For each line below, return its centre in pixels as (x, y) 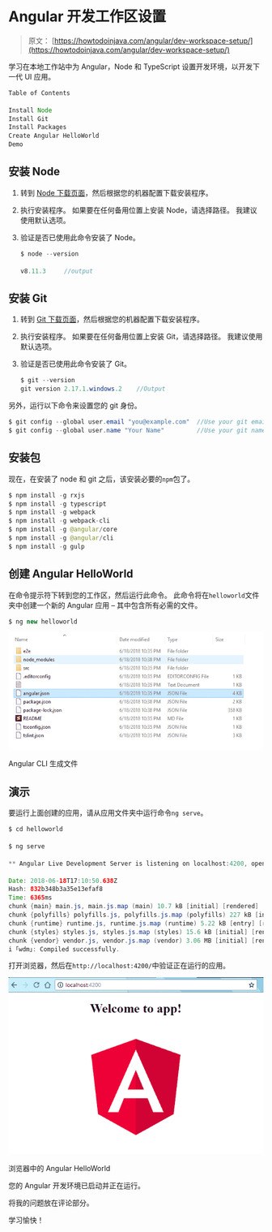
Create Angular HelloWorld (54, 136)
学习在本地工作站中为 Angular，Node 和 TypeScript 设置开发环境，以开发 (131, 67)
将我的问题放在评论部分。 (51, 1203)
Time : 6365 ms (30, 898)
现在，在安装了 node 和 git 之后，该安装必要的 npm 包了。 (102, 479)
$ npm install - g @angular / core (63, 530)
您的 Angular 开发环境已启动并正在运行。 (77, 1186)
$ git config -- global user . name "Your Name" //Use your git (128, 430)
